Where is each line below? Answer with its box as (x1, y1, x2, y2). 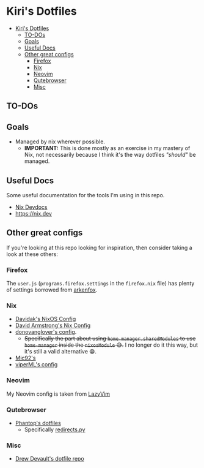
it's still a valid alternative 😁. (24, 348, 97, 355)
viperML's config (15, 361, 58, 368)
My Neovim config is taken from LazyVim (6, 390, 111, 398)
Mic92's (15, 354, 36, 362)
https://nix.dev (15, 209, 52, 217)
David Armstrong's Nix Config (15, 322, 91, 329)
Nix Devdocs (15, 203, 48, 211)
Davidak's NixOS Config (15, 315, 76, 323)
